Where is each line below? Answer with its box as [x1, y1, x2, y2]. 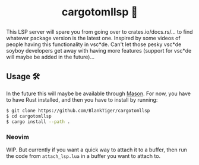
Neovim [6, 132, 30, 141]
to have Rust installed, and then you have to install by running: [6, 96, 158, 103]
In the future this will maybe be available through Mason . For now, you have [6, 90, 191, 97]
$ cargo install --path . [6, 118, 70, 125]
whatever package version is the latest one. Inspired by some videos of [6, 35, 181, 42]
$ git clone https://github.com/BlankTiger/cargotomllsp [6, 108, 150, 114]
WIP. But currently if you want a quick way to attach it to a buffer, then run [6, 146, 187, 153]
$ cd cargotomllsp [6, 113, 52, 119]
